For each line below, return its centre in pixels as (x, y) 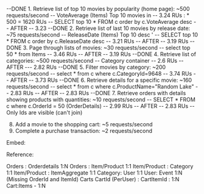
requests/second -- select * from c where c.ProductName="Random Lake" (100, 87)
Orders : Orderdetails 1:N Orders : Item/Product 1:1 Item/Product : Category (100, 166)
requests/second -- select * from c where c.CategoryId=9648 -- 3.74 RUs (99, 74)
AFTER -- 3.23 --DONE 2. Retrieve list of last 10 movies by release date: (100, 28)
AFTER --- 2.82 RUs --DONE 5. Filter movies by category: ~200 (86, 67)
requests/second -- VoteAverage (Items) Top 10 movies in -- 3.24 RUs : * (98, 15)
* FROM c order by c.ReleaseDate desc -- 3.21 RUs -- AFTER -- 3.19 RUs (97, 41)
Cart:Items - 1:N (26, 186)
